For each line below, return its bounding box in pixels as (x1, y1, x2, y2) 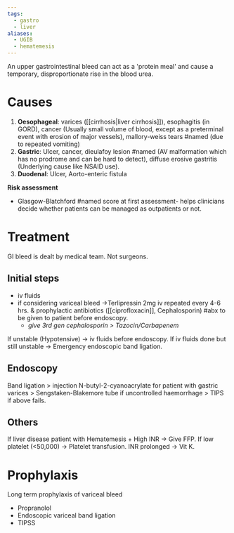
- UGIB (13, 37, 33, 44)
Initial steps (7, 272, 60, 284)
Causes (7, 94, 53, 110)
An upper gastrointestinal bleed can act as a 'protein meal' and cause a (7, 62, 214, 70)
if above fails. (7, 396, 46, 404)
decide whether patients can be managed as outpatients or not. (17, 204, 202, 213)
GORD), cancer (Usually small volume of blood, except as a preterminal (17, 124, 224, 133)
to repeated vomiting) (17, 140, 81, 148)
